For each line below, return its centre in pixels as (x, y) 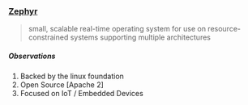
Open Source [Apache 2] (62, 85)
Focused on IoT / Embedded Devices (81, 94)
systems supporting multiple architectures (140, 37)
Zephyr (23, 11)
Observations (32, 56)
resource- (224, 29)
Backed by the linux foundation (72, 76)
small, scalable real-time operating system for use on (117, 29)
